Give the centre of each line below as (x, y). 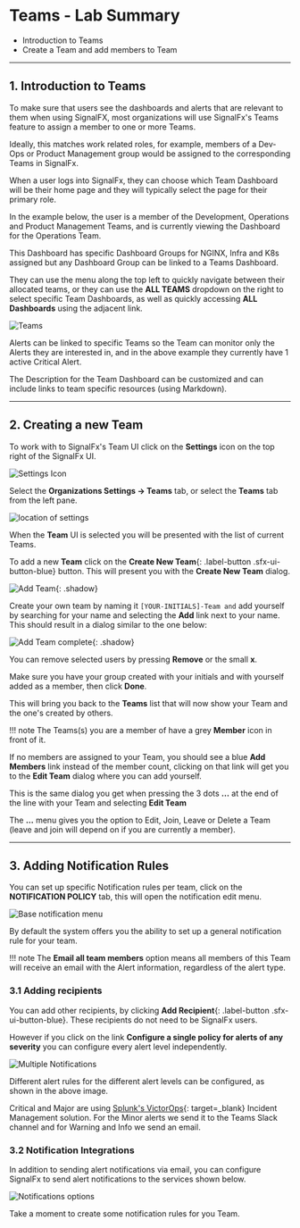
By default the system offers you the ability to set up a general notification (146, 931)
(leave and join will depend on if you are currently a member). (123, 829)
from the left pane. (43, 500)
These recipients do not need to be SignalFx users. (164, 1020)
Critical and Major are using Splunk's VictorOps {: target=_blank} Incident (143, 1107)
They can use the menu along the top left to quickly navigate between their (147, 280)
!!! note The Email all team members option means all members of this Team (150, 958)
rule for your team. (43, 941)
